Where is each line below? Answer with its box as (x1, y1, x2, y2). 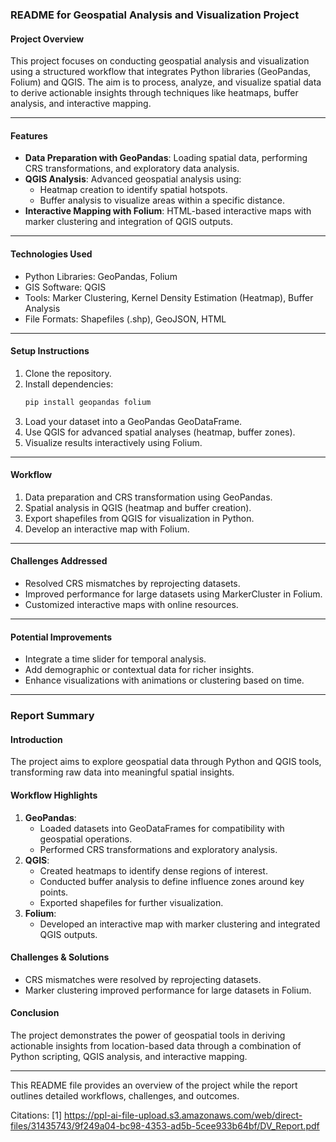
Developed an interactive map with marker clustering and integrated (39, 918, 321, 930)
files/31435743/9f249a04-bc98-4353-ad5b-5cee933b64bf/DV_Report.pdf (10, 1119, 320, 1132)
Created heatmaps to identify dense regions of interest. (39, 864, 268, 877)
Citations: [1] (10, 1109, 63, 1121)
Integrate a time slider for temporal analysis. (24, 653, 207, 665)
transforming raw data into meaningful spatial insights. (10, 766, 235, 778)
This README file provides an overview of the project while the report (10, 1079, 298, 1091)
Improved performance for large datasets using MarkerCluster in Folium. (24, 588, 323, 600)
